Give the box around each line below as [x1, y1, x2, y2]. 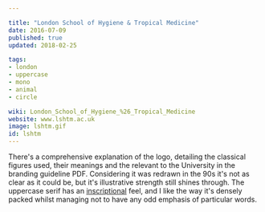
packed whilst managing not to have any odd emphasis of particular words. [8, 194, 258, 204]
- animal [8, 85, 38, 93]
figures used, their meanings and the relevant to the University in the [8, 161, 235, 169]
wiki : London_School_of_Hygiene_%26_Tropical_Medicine [8, 108, 196, 116]
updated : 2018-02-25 [8, 41, 78, 49]
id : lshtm [8, 130, 42, 138]
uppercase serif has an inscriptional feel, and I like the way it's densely [8, 186, 243, 195]
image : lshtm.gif [8, 122, 67, 131]
